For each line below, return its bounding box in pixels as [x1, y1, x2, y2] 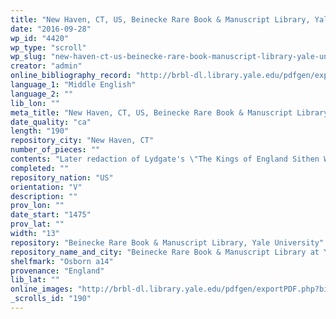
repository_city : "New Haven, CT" [10, 136, 155, 146]
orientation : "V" [10, 182, 83, 192]
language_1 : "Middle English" [10, 80, 137, 90]
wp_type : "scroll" [10, 42, 87, 53]
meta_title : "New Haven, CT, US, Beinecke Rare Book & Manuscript [10, 107, 293, 118]
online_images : [10, 284, 74, 295]
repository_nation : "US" [10, 172, 114, 183]
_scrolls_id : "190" [10, 294, 92, 304]
